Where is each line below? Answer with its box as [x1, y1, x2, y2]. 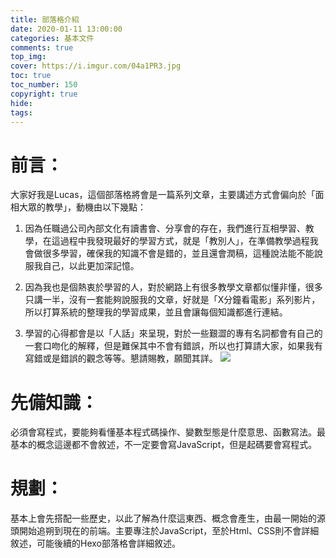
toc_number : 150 [10, 80, 78, 90]
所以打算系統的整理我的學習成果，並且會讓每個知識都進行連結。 [24, 306, 288, 318]
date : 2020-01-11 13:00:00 [10, 24, 123, 34]
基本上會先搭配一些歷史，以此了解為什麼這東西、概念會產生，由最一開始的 [10, 512, 317, 525]
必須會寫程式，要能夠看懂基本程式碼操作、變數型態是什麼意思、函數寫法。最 [10, 426, 326, 438]
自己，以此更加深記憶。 [42, 260, 140, 272]
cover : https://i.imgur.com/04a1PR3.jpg [10, 61, 182, 71]
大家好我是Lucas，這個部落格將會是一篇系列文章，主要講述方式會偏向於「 [10, 189, 316, 201]
